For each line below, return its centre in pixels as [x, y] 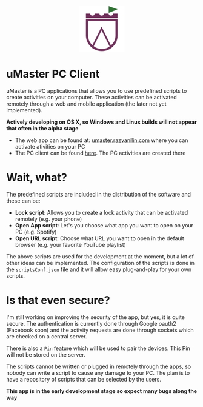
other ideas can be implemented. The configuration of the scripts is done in [101, 263]
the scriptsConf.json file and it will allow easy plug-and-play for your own [99, 269]
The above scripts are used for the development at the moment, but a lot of [100, 256]
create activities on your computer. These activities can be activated [92, 97]
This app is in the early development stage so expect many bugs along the [102, 391]
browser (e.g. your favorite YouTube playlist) [70, 244]
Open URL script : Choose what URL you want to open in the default [100, 238]
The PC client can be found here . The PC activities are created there [100, 153]
